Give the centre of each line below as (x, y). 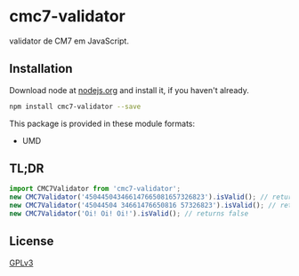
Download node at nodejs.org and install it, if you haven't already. (129, 90)
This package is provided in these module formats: (102, 123)
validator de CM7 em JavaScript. (69, 41)
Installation (41, 69)
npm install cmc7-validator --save (75, 106)
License (32, 241)
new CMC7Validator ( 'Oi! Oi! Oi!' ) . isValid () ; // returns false (129, 214)
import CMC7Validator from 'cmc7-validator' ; (95, 189)
